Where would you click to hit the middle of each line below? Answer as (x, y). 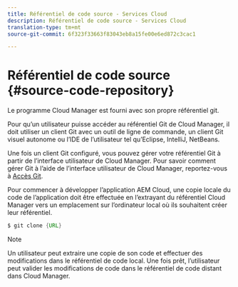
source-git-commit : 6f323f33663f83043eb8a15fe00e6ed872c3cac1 (102, 34)
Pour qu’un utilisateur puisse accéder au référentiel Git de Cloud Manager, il (119, 124)
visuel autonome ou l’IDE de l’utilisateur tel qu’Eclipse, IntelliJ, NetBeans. (114, 139)
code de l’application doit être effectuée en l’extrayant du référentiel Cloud (117, 198)
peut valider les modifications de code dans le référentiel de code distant (115, 268)
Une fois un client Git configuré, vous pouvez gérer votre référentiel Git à (114, 153)
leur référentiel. (30, 213)
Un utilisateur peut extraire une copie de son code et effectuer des (105, 253)
